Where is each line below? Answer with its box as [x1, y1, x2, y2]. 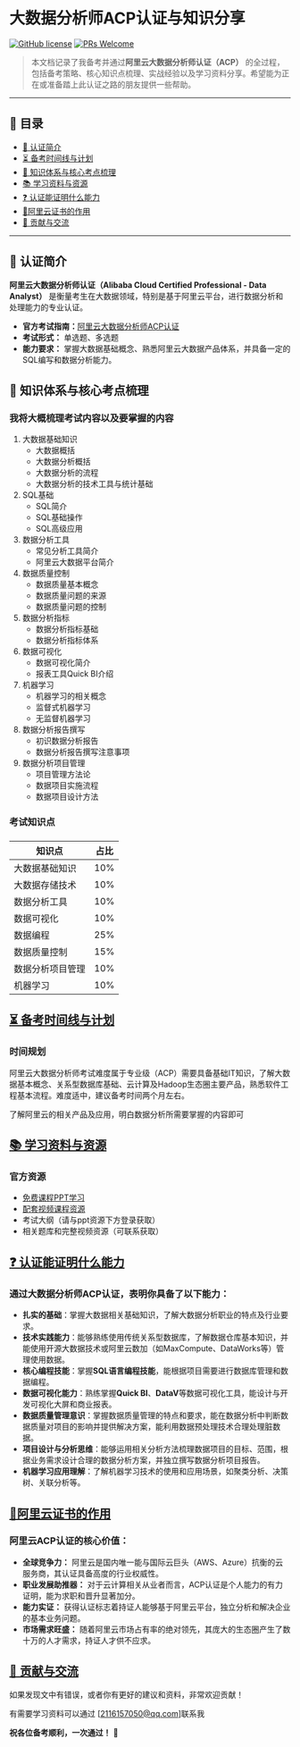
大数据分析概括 [35, 457, 91, 467]
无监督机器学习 [35, 713, 91, 724]
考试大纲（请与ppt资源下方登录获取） [21, 1214, 161, 1225]
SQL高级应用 [35, 524, 83, 534]
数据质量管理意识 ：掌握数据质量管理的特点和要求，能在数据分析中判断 [21, 1410, 281, 1421]
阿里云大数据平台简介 [35, 557, 114, 567]
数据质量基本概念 [35, 579, 99, 590]
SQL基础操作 [35, 512, 83, 523]
